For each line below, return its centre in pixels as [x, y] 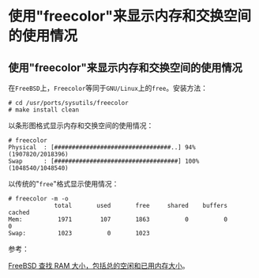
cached [19, 212]
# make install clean [44, 110]
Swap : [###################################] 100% [104, 161]
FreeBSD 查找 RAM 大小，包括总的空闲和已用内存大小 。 [99, 266]
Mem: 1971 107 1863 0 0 [118, 220]
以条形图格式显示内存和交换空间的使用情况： [81, 126]
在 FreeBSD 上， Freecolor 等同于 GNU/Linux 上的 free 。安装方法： [108, 88]
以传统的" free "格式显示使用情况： [64, 184]
